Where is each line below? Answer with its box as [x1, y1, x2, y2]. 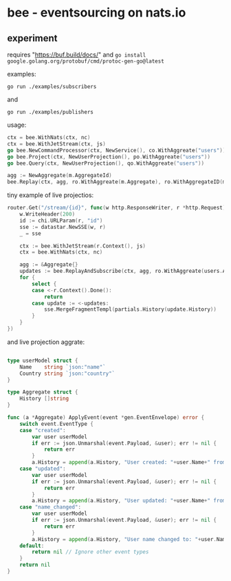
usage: [7, 121, 27, 129]
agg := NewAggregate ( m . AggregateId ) [7, 172, 112, 179]
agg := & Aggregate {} [19, 261, 78, 268]
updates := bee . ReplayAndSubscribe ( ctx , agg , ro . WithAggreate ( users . [19, 267, 223, 275]
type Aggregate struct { [7, 389, 78, 396]
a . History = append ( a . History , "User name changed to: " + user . [32, 536, 217, 542]
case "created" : [19, 427, 67, 434]
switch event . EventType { [19, 420, 94, 427]
